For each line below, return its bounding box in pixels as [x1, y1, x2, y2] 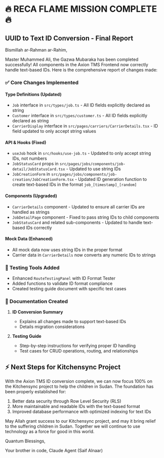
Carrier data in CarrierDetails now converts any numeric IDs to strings [12, 252, 156, 258]
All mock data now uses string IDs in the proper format [12, 247, 122, 253]
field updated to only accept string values [12, 128, 96, 134]
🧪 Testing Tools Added [5, 264, 60, 271]
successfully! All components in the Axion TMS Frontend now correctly [5, 62, 148, 67]
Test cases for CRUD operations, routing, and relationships [19, 348, 139, 354]
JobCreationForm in [12, 171, 50, 177]
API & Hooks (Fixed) [5, 139, 47, 145]
